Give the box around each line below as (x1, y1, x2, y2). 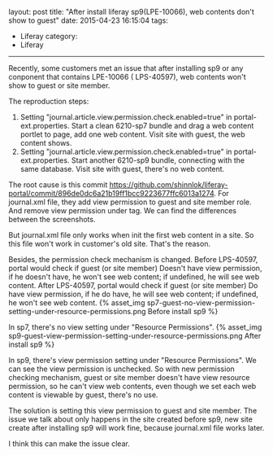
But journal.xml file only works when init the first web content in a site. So (8, 230, 254, 239)
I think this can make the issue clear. (8, 439, 130, 448)
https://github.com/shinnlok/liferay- (109, 180, 229, 190)
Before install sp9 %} (147, 307, 219, 316)
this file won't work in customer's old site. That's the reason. (8, 239, 211, 248)
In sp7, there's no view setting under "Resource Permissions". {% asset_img (8, 322, 262, 332)
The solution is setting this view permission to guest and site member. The (8, 406, 258, 415)
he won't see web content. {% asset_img (8, 298, 145, 308)
